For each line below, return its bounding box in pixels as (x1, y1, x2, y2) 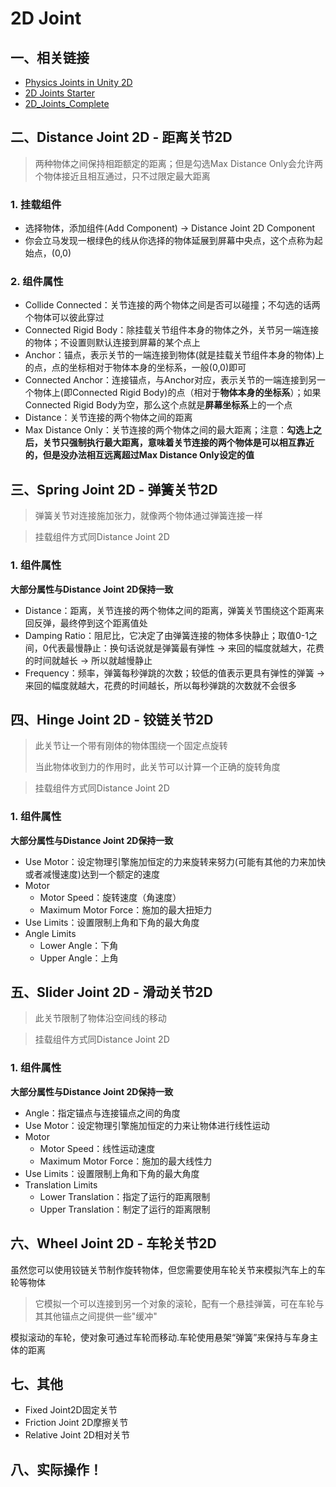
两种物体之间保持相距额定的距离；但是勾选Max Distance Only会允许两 (34, 157, 323, 169)
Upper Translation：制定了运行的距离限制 (39, 1203, 211, 1215)
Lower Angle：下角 (39, 939, 119, 951)
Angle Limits (24, 927, 77, 939)
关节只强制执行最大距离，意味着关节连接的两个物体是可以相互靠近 (42, 437, 315, 449)
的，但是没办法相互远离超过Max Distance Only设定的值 (24, 449, 255, 461)
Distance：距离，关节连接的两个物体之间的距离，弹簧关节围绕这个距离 (24, 604, 316, 616)
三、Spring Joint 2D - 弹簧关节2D (10, 481, 218, 498)
